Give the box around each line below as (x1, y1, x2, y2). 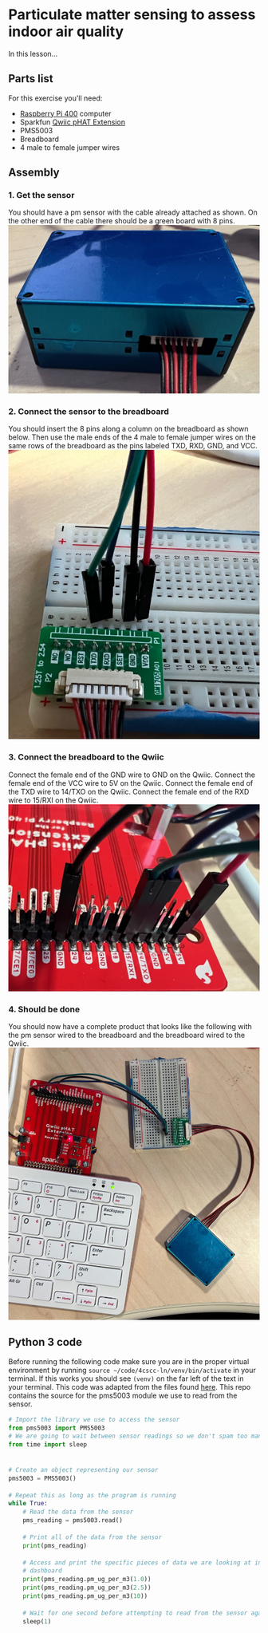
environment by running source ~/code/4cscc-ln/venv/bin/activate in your (8, 1365, 257, 1375)
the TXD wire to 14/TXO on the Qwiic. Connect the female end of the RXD (8, 787, 250, 796)
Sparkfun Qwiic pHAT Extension (19, 117, 126, 127)
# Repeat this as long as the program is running (8, 1491, 177, 1499)
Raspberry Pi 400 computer (19, 108, 112, 118)
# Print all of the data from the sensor (22, 1533, 162, 1541)
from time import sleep (8, 1441, 88, 1449)
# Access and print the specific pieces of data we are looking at (22, 1558, 251, 1567)
